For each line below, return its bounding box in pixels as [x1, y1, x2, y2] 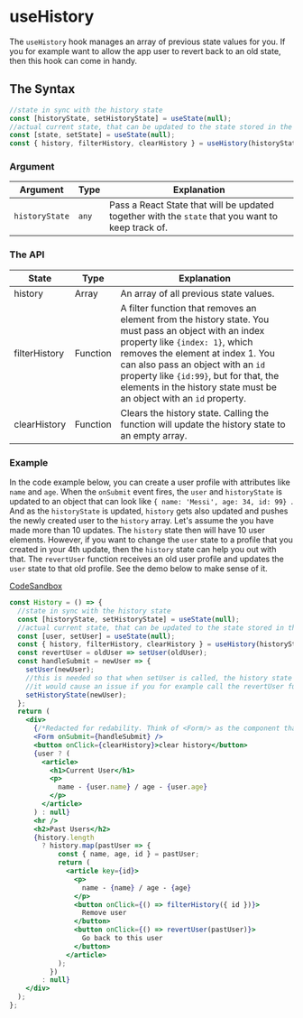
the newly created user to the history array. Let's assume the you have [9, 515, 274, 526]
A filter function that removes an [120, 301, 257, 314]
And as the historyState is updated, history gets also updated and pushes [9, 505, 289, 516]
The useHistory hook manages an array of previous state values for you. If [9, 36, 286, 47]
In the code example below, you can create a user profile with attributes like [9, 477, 290, 488]
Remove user [81, 909, 127, 918]
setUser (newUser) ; [25, 665, 95, 674]
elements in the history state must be [120, 381, 278, 393]
